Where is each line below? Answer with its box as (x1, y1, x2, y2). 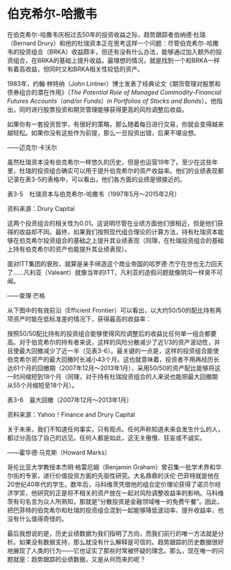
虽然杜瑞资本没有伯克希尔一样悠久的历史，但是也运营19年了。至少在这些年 (7, 158, 219, 166)
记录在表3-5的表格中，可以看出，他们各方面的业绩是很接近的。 (7, 175, 186, 183)
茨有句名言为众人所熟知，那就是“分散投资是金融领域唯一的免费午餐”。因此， (7, 497, 223, 505)
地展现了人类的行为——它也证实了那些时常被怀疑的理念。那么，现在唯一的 (7, 546, 218, 555)
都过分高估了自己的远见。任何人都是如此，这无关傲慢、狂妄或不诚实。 (7, 434, 206, 442)
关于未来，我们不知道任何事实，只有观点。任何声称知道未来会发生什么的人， (7, 425, 224, 433)
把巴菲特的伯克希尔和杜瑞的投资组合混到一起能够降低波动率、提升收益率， (7, 506, 218, 514)
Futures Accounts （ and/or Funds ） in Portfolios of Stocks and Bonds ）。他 (7, 96, 217, 105)
